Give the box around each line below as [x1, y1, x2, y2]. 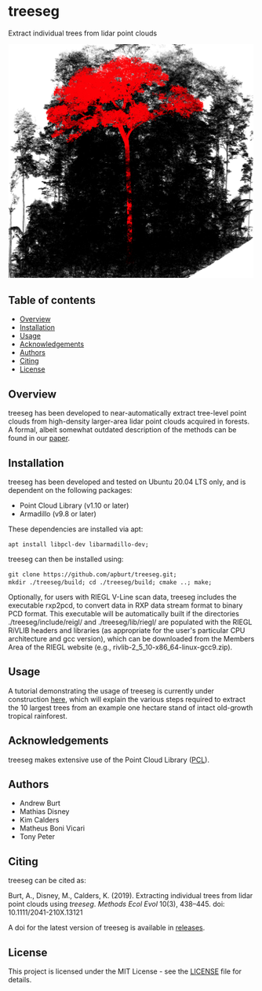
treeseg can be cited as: [8, 876, 86, 886]
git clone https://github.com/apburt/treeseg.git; [8, 570, 177, 579]
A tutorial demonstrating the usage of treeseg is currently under [8, 686, 214, 695]
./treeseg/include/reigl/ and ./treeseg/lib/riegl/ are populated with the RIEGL [8, 617, 253, 627]
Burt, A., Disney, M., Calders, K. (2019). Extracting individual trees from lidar [8, 891, 253, 900]
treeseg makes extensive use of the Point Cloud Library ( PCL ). [8, 755, 210, 764]
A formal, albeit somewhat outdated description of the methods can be [8, 425, 237, 434]
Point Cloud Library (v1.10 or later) [19, 501, 129, 510]
